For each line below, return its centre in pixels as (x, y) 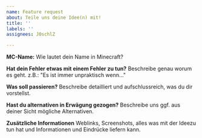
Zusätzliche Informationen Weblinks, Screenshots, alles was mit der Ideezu (101, 123)
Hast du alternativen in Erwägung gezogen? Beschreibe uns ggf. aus (93, 105)
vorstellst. (19, 93)
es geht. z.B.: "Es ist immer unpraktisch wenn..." (66, 75)
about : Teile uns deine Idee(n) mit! (54, 18)
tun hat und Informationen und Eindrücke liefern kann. (73, 130)
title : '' (19, 23)
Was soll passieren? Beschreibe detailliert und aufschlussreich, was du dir (99, 87)
